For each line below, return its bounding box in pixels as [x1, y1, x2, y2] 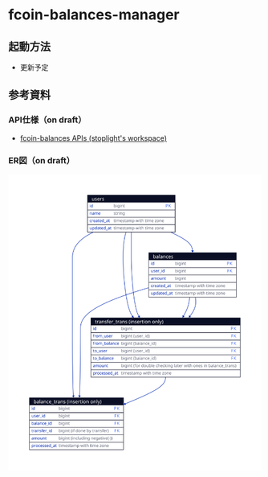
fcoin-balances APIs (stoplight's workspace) [19, 133, 167, 142]
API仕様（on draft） [8, 114, 87, 125]
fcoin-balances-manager [8, 6, 180, 24]
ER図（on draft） [8, 154, 75, 166]
